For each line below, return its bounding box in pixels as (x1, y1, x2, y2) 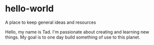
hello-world (5, 3, 54, 14)
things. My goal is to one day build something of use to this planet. (5, 34, 141, 40)
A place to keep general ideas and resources (5, 19, 96, 25)
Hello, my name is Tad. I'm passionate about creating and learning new (5, 29, 150, 35)
